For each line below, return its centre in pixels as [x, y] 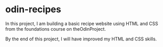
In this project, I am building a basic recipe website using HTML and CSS [82, 24]
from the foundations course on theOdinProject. [56, 29]
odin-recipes [33, 9]
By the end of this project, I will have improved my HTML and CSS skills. [81, 39]
